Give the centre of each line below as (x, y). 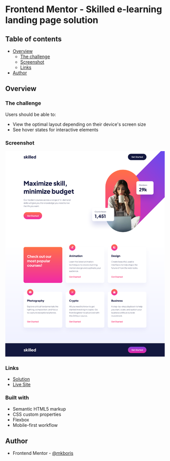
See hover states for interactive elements (55, 129)
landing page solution (52, 20)
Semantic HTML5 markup (39, 409)
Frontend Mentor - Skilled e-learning (84, 9)
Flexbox (21, 420)
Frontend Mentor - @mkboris (43, 453)
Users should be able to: (31, 114)
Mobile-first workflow (35, 425)
